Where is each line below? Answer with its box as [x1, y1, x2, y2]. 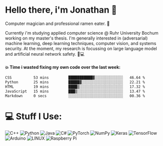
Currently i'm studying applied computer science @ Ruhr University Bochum [5, 30, 159, 36]
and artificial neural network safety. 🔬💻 [5, 51, 85, 57]
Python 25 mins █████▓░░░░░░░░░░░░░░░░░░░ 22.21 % [5, 80, 145, 85]
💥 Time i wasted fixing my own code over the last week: [5, 64, 121, 70]
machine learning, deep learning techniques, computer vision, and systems [5, 40, 157, 46]
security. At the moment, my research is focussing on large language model [5, 45, 157, 51]
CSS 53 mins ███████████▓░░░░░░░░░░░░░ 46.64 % [5, 75, 145, 80]
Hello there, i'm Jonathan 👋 [5, 4, 117, 16]
